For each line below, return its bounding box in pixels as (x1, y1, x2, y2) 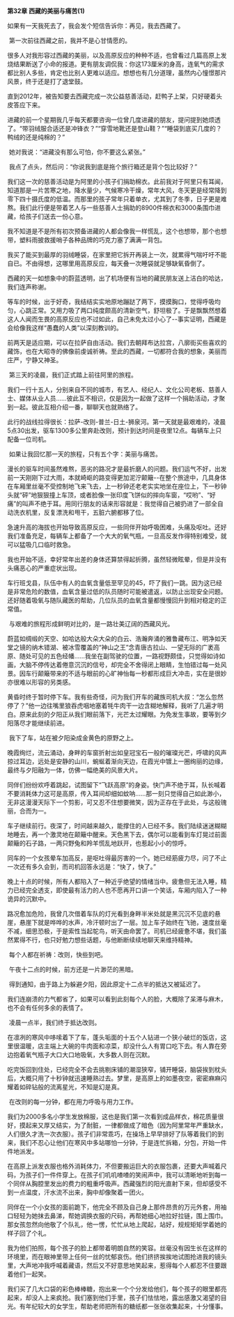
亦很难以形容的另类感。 (7, 678, 75, 686)
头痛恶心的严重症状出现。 (7, 564, 81, 572)
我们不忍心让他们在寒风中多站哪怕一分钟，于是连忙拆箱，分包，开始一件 (19, 1139, 227, 1146)
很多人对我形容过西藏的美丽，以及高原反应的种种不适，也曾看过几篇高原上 (7, 52, 221, 59)
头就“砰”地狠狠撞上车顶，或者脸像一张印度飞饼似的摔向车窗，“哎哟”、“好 (7, 491, 216, 499)
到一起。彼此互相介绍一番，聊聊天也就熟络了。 (7, 403, 141, 411)
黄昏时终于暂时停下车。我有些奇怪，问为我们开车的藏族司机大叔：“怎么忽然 (7, 693, 224, 701)
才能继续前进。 (25, 719, 68, 727)
